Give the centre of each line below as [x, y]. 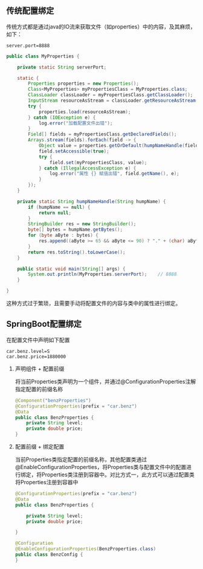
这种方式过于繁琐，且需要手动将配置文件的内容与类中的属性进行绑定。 [94, 303]
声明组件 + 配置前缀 [40, 369]
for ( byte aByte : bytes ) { [63, 235]
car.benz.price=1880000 [36, 357]
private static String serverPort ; [62, 67]
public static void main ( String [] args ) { [71, 269]
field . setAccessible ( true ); [74, 151]
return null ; [55, 213]
